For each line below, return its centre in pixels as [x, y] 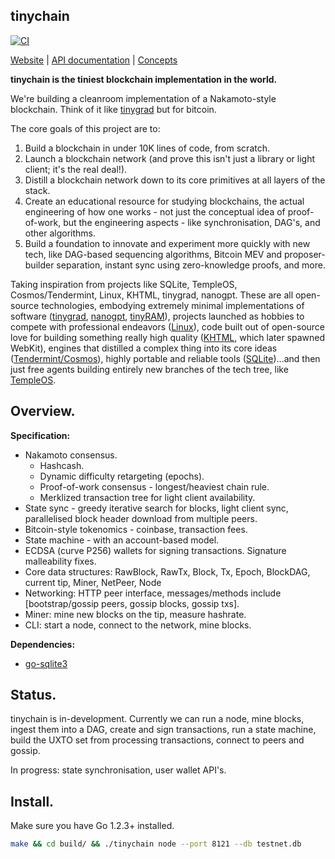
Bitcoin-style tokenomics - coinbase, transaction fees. [136, 529]
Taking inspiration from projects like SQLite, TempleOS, [124, 284]
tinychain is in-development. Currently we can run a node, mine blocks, [157, 719]
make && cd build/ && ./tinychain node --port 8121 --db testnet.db [156, 844]
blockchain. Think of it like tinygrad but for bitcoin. [113, 109]
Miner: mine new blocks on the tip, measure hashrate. [135, 614]
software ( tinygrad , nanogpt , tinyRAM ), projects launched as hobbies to [157, 316]
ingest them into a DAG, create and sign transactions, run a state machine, [163, 730]
